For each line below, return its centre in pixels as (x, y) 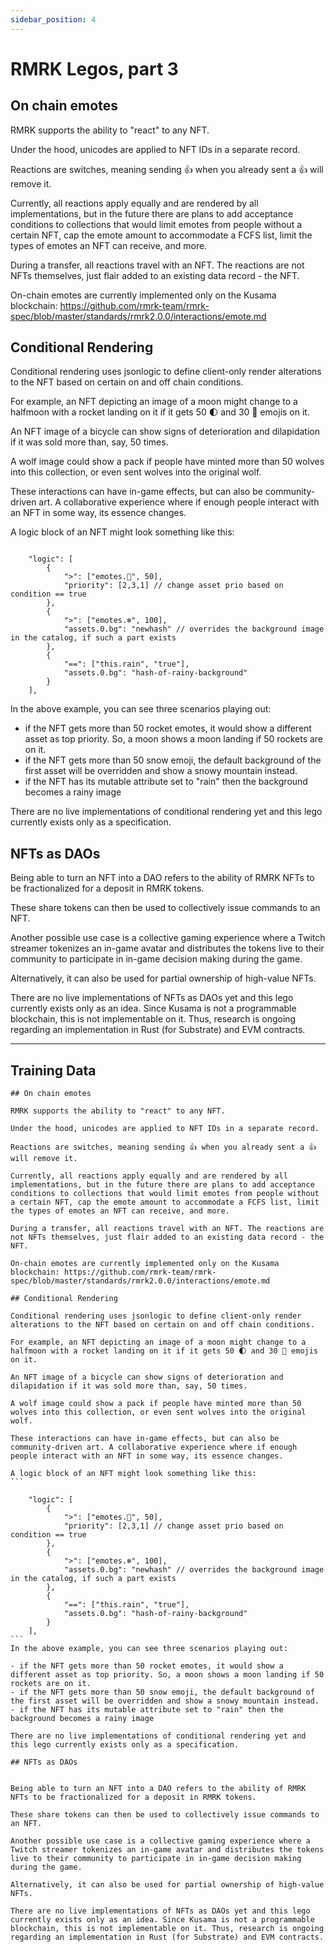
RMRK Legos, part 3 (94, 68)
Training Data (53, 1070)
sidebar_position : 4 (53, 19)
